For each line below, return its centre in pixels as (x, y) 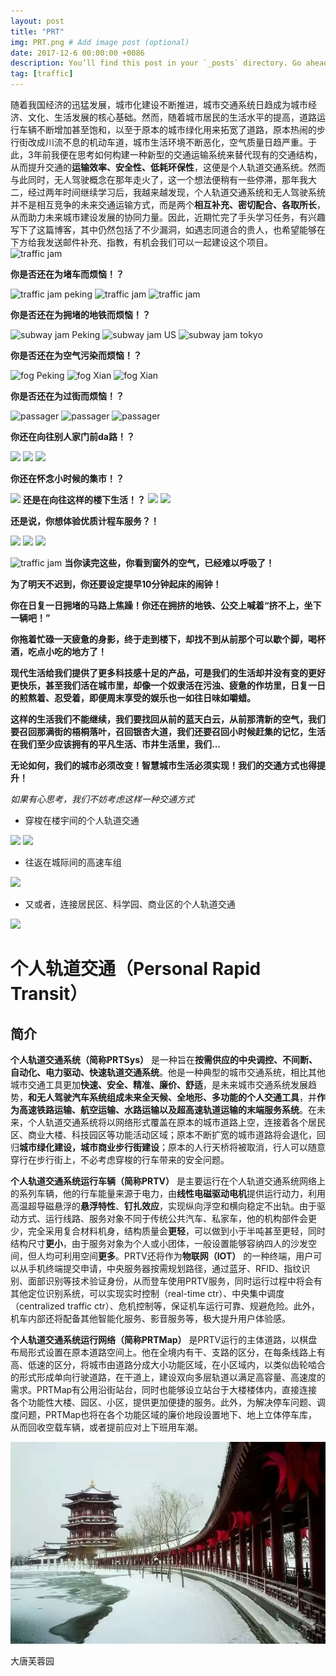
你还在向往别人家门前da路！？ (72, 436)
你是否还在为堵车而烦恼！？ (67, 274)
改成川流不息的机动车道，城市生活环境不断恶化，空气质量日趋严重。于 (172, 142)
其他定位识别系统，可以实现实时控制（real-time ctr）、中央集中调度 (147, 1293)
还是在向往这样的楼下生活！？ (84, 499)
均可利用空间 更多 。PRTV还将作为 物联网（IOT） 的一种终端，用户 (179, 1256)
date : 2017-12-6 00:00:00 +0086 (77, 53)
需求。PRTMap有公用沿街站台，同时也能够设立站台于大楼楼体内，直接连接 (164, 1389)
